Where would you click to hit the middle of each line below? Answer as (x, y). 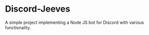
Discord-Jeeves (38, 9)
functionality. (18, 27)
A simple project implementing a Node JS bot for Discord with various (74, 22)
